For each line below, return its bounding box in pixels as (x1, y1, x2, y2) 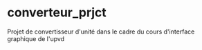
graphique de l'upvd (7, 34, 64, 42)
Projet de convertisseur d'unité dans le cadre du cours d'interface (7, 27, 195, 36)
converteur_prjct (7, 5, 107, 21)
